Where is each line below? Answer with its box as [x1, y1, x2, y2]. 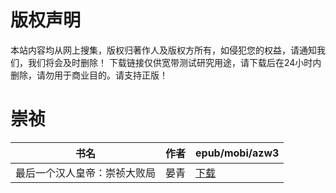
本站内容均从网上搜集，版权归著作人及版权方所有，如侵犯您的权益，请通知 [10, 44, 317, 56]
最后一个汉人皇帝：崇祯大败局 [15, 166, 157, 180]
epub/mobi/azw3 [195, 146, 280, 160]
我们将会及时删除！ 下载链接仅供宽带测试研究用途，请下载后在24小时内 [27, 56, 322, 68]
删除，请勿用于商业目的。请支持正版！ [10, 69, 168, 81]
